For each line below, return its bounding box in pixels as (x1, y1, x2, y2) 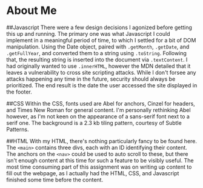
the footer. (6, 88, 32, 95)
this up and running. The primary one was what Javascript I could (6, 30, 170, 37)
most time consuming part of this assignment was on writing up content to (6, 163, 192, 170)
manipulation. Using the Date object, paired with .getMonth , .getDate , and (6, 43, 190, 50)
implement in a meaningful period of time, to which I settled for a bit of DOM (6, 36, 196, 44)
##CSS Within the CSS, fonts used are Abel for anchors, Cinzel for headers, (6, 99, 195, 107)
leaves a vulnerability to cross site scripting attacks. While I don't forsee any (6, 69, 196, 76)
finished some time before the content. (6, 176, 104, 183)
